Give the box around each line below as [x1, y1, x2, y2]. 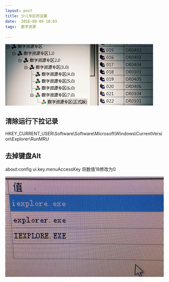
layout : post [5, 8, 33, 13]
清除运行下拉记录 [5, 117, 58, 126]
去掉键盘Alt [5, 152, 41, 160]
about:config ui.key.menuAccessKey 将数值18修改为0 [5, 166, 116, 172]
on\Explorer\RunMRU [5, 136, 49, 142]
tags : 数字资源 [5, 24, 36, 29]
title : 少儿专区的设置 [5, 13, 48, 19]
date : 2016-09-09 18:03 [5, 19, 57, 24]
